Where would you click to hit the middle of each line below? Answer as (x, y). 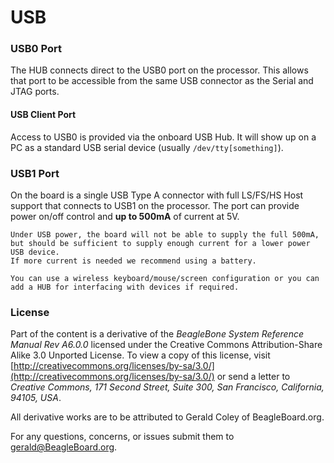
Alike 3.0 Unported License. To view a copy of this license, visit (140, 355)
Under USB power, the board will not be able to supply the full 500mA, (165, 234)
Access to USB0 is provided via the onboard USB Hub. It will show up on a (163, 137)
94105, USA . (36, 398)
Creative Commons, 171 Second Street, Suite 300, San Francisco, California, (167, 387)
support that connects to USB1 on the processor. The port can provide (155, 205)
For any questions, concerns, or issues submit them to (122, 437)
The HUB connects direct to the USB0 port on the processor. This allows (159, 70)
